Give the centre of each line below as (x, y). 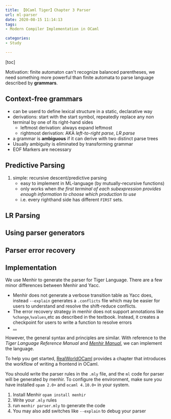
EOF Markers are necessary (42, 149)
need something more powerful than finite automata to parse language (80, 77)
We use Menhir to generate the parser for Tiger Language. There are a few (84, 280)
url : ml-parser (21, 15)
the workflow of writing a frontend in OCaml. (52, 364)
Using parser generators (45, 233)
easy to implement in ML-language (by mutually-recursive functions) (92, 183)
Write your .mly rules (35, 400)
